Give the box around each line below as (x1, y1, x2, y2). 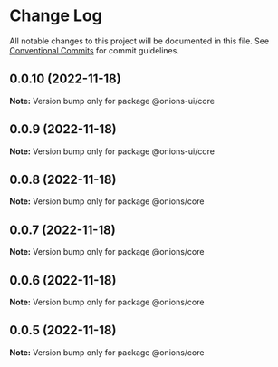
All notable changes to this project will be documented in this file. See (9, 35, 270, 46)
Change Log (9, 5, 102, 26)
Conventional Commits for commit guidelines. (9, 44, 179, 55)
